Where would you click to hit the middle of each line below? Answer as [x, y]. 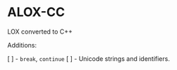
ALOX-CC [36, 12]
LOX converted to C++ [40, 31]
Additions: [22, 45]
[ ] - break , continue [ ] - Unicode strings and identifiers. [89, 58]
